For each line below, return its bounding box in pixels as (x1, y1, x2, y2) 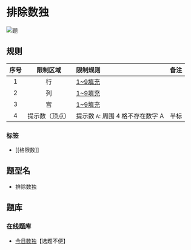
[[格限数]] (15, 146, 39, 154)
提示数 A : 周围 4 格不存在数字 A (76, 112, 164, 120)
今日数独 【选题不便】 (15, 237, 69, 245)
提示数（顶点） (27, 112, 71, 120)
